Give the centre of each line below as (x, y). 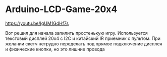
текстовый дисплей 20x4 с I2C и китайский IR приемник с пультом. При (83, 38)
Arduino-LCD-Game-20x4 (61, 9)
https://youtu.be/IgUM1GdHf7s (37, 23)
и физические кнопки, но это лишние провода (55, 49)
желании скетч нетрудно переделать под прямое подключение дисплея (84, 43)
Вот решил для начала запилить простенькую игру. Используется (76, 33)
